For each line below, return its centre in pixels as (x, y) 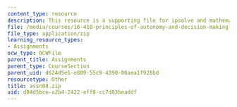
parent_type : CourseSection (49, 66)
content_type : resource (42, 14)
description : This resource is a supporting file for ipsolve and (107, 20)
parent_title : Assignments (47, 60)
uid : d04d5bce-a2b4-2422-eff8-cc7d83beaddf (72, 92)
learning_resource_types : (45, 40)
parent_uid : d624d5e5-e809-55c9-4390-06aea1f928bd (83, 73)
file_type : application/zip (49, 33)
